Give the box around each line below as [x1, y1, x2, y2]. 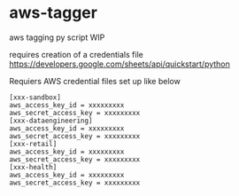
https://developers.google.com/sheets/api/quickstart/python [9, 59, 230, 69]
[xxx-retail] [9, 139, 58, 148]
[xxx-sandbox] [9, 92, 62, 102]
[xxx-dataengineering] [9, 116, 93, 125]
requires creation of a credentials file [9, 49, 143, 59]
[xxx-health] [9, 162, 58, 171]
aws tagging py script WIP [9, 32, 105, 43]
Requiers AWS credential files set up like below [9, 75, 181, 86]
